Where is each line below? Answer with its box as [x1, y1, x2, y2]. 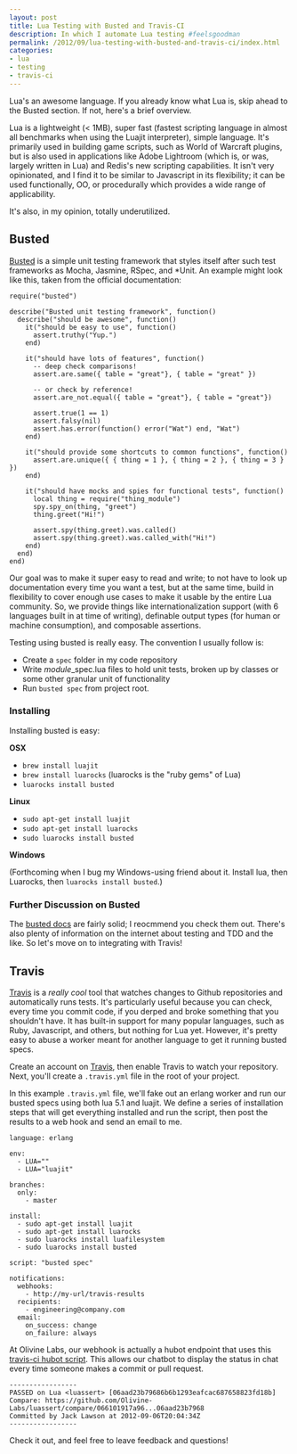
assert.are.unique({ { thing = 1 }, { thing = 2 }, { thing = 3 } [32, 456, 285, 464]
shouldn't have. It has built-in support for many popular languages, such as [9, 1015, 285, 1026]
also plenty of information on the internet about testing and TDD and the [9, 928, 274, 939]
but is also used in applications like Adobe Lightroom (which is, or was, [9, 151, 269, 161]
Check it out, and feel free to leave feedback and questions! [9, 1434, 229, 1445]
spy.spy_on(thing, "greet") [32, 502, 138, 511]
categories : [9, 46, 53, 55]
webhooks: [17, 1281, 53, 1291]
